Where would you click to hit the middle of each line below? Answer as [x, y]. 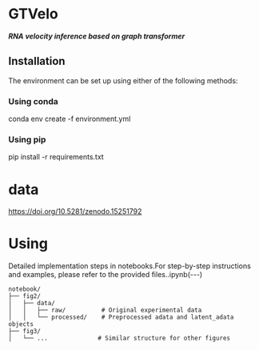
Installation [37, 61]
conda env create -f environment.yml [70, 119]
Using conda [33, 101]
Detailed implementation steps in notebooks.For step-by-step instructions [130, 266]
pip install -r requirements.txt [56, 157]
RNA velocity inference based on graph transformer [97, 36]
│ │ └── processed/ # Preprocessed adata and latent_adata [121, 317]
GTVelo [33, 14]
